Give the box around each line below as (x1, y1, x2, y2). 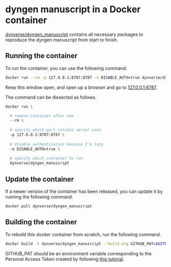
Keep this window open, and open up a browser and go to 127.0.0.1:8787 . (5, 84, 158, 90)
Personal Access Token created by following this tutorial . (5, 256, 125, 262)
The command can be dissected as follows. (5, 94, 97, 100)
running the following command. (5, 193, 73, 200)
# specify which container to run (10, 156, 83, 161)
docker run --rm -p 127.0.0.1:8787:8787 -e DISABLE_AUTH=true (5, 75, 140, 80)
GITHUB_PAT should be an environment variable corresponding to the (5, 250, 152, 256)
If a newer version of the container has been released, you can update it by (5, 188, 163, 195)
